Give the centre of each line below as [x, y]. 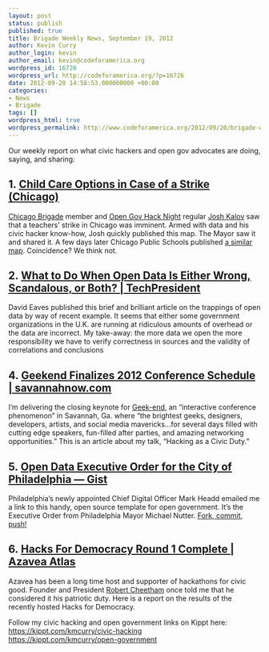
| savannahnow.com [60, 387]
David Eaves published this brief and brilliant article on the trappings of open [135, 308]
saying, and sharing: [42, 159]
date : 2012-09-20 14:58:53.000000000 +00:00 [84, 83]
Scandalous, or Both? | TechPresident [104, 288]
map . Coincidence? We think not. [63, 251]
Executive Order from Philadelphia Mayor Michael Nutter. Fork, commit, [126, 515]
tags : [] [23, 113]
